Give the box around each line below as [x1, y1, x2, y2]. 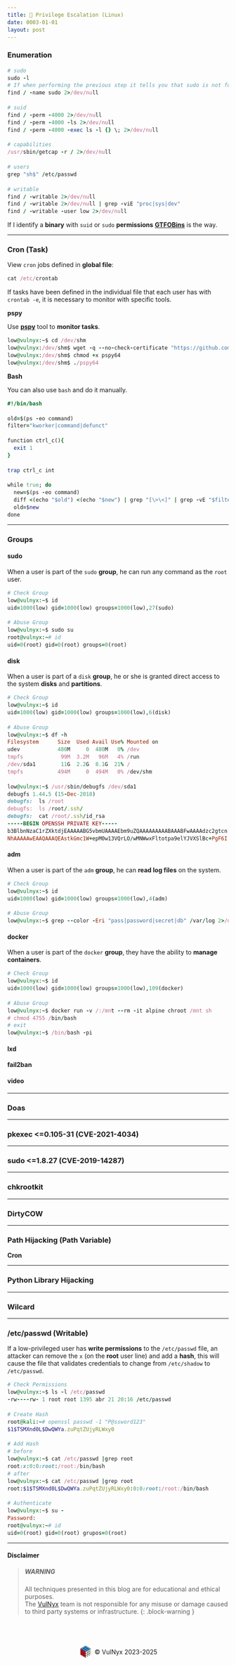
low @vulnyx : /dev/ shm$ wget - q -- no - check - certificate [7, 344, 169, 351]
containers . [7, 956, 42, 964]
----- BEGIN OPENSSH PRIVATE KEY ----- [7, 820, 118, 827]
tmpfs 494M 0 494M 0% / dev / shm [7, 768, 152, 775]
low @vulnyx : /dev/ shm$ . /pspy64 [7, 359, 99, 366]
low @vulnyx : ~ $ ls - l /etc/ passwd [7, 1389, 105, 1396]
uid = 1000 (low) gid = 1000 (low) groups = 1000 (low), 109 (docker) [7, 985, 184, 992]
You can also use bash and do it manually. [7, 385, 128, 394]
